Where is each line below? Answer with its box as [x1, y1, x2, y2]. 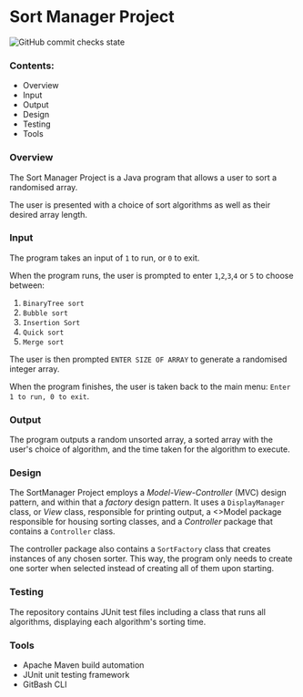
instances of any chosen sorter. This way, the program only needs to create [9, 553, 293, 564]
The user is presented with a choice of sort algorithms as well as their [9, 199, 271, 210]
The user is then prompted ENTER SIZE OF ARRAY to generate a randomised [9, 354, 288, 364]
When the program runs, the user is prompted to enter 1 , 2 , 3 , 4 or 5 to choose [9, 270, 294, 281]
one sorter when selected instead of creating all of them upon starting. [9, 563, 275, 574]
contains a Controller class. [9, 526, 116, 537]
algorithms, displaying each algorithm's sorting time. [9, 616, 207, 627]
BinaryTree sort [22, 299, 85, 308]
